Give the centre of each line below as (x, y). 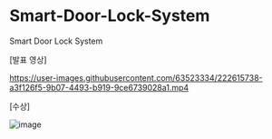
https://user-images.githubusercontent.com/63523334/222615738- (136, 77)
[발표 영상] (28, 59)
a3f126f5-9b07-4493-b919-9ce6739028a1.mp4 (99, 87)
